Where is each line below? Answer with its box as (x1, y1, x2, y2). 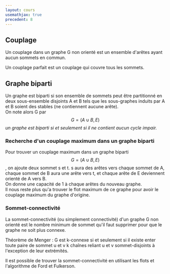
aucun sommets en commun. (5, 54, 66, 61)
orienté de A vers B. (5, 176, 47, 182)
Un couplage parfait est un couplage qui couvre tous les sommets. (5, 65, 145, 71)
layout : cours (5, 7, 36, 13)
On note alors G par (5, 109, 47, 115)
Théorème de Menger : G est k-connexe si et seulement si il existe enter (5, 237, 156, 243)
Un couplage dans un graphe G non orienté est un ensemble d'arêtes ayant (5, 49, 163, 55)
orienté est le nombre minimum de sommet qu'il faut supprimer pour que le (5, 222, 162, 228)
